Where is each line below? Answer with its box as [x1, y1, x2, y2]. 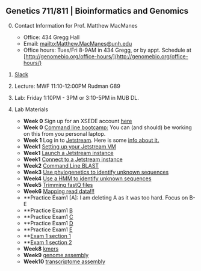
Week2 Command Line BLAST [23, 162, 99, 169]
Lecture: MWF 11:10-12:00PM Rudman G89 [14, 82, 121, 90]
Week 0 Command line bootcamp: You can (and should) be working [23, 124, 192, 131]
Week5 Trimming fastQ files [23, 181, 93, 188]
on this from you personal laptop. [23, 130, 106, 137]
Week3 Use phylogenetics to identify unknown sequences [23, 168, 169, 175]
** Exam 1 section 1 [23, 232, 72, 239]
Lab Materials [14, 106, 49, 113]
